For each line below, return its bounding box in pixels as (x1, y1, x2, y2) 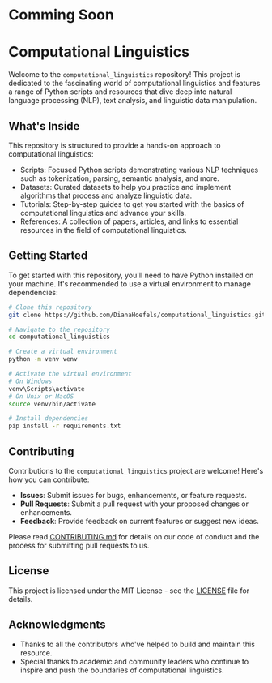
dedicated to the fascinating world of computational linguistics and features (8, 79, 261, 88)
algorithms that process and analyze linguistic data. (19, 191, 193, 200)
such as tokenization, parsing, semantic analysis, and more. (19, 173, 220, 183)
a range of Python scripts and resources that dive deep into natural (8, 87, 232, 97)
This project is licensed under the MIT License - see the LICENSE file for (8, 586, 249, 595)
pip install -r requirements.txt (8, 422, 121, 431)
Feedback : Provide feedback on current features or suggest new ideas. (19, 516, 259, 526)
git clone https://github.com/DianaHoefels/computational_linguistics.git (8, 311, 266, 319)
